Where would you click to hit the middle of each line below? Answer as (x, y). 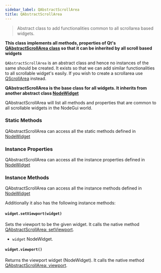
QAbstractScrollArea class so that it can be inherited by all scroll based (79, 48)
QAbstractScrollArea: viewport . (36, 265)
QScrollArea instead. (26, 78)
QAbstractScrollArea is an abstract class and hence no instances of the (77, 63)
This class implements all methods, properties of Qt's (60, 43)
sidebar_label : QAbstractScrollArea (42, 10)
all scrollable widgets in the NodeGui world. (49, 108)
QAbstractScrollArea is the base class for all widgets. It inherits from (76, 88)
